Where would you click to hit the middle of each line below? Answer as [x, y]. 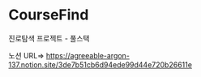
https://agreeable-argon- [88, 55]
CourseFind [49, 15]
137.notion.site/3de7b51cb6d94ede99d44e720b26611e [100, 64]
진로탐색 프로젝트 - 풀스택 [49, 38]
